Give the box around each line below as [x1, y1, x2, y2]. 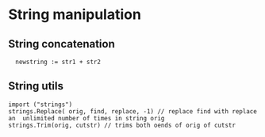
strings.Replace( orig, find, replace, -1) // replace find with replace [8, 107, 258, 116]
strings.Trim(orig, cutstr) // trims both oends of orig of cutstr [8, 121, 236, 129]
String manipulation [8, 6, 141, 24]
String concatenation [8, 37, 115, 51]
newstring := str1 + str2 [15, 58, 102, 66]
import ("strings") [8, 101, 73, 108]
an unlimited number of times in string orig [8, 114, 165, 122]
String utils [8, 79, 63, 93]
